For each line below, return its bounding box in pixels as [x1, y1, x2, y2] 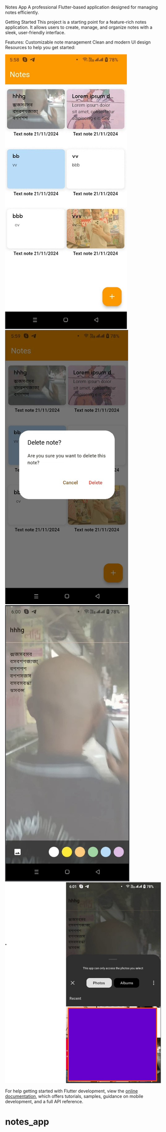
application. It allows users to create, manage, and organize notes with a [5, 24, 153, 30]
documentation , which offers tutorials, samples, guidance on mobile [5, 1093, 143, 1099]
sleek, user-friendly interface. [5, 30, 66, 35]
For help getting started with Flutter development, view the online [5, 1088, 138, 1094]
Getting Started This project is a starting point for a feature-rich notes [5, 19, 147, 25]
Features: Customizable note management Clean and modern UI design [5, 39, 151, 45]
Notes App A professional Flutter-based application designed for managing [5, 4, 158, 10]
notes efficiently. [5, 9, 40, 15]
